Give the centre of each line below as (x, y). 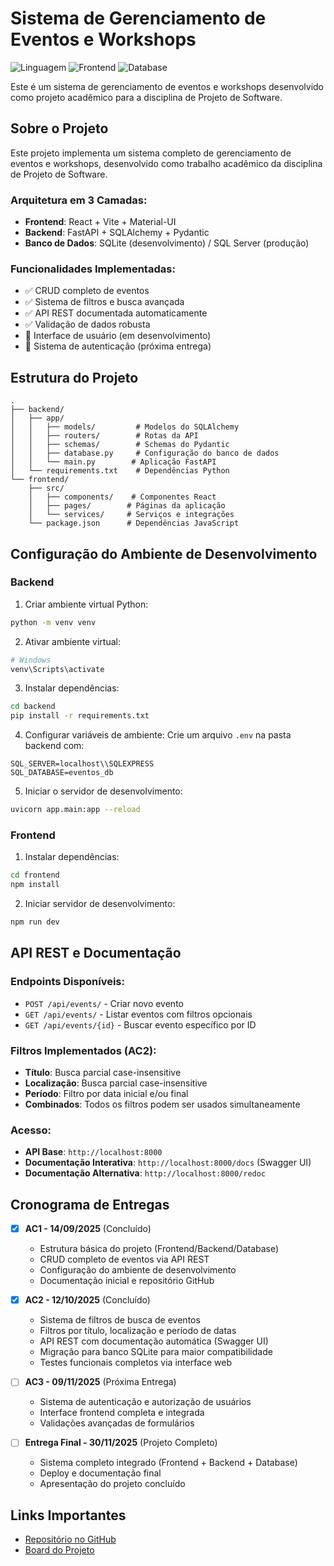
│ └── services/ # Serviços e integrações (131, 515)
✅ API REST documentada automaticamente (116, 313)
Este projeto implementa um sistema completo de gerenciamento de (151, 153)
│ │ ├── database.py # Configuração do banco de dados (145, 453)
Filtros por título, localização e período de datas (138, 1331)
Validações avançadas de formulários (117, 1423)
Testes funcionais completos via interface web (136, 1363)
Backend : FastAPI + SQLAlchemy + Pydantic (117, 233)
